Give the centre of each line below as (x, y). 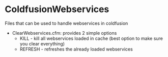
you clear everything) (42, 43)
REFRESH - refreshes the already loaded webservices (76, 49)
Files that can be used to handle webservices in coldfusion (66, 23)
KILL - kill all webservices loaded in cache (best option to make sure (91, 38)
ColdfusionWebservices (57, 9)
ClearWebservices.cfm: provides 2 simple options (64, 33)
